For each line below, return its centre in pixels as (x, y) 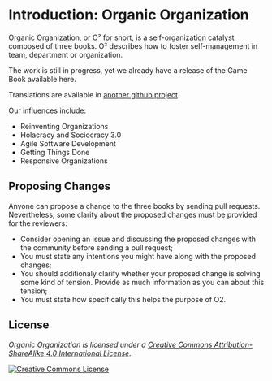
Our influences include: (47, 110)
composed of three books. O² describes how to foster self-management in (133, 45)
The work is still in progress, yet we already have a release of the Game (128, 70)
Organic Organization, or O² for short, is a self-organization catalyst (121, 37)
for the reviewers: (38, 223)
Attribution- (233, 344)
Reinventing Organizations (64, 126)
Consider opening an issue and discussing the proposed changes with (138, 239)
